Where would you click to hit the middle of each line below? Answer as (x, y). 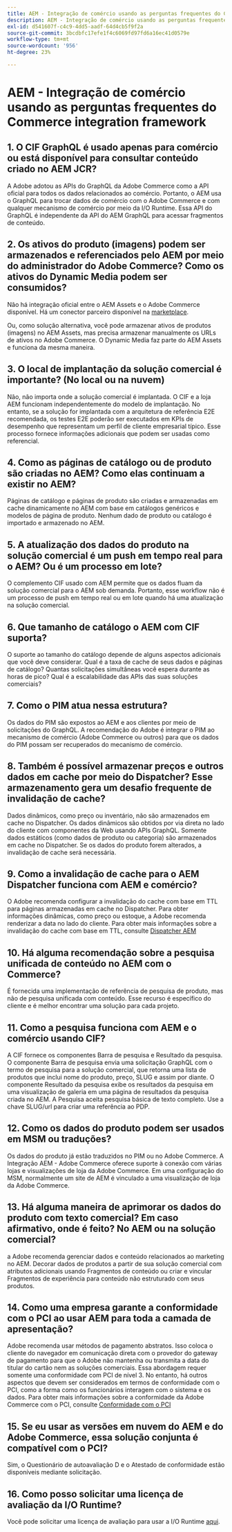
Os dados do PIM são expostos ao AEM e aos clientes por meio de (102, 722)
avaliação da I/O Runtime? (65, 1505)
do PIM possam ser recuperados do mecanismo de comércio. (95, 744)
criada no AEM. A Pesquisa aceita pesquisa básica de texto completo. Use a (116, 1099)
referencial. (23, 441)
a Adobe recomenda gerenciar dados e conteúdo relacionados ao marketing (116, 1256)
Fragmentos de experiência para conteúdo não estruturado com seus (106, 1278)
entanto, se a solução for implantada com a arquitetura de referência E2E (111, 411)
